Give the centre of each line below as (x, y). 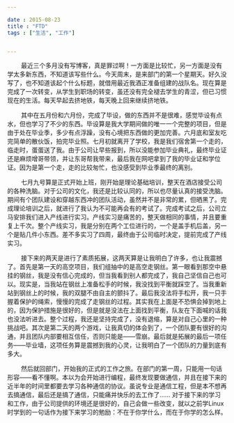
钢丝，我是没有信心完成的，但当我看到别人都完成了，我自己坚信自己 (117, 275)
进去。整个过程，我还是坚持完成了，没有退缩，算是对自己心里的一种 (129, 319)
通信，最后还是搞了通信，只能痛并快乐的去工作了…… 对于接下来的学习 (120, 395)
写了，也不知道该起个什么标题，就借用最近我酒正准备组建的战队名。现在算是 (117, 83)
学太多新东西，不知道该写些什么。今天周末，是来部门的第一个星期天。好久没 (117, 75)
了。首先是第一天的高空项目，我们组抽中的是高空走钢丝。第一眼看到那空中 (114, 267)
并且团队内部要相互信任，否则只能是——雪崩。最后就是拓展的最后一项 (120, 337)
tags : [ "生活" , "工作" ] (41, 33)
